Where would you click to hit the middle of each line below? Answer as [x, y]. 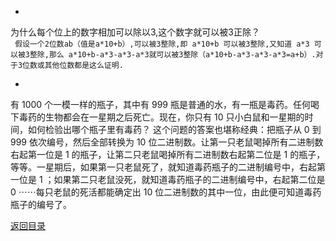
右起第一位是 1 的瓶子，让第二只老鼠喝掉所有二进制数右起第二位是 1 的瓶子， [168, 154]
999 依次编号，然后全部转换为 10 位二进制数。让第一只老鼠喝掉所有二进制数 [167, 142]
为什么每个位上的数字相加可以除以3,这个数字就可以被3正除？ [135, 32]
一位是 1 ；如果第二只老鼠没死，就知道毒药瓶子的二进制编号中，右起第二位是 [168, 179]
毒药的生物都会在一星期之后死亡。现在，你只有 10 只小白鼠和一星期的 [161, 117]
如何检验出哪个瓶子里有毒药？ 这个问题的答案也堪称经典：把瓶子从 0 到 [174, 129]
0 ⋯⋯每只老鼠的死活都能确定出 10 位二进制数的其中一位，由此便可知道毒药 [166, 192]
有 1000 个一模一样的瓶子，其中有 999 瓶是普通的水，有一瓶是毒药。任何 [160, 104]
